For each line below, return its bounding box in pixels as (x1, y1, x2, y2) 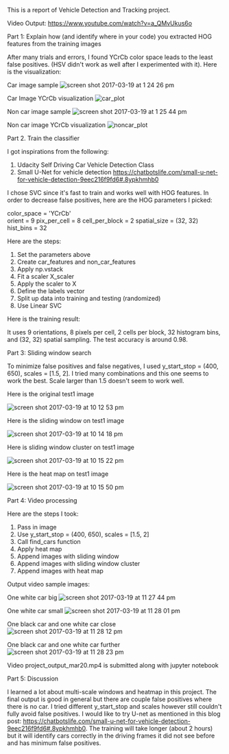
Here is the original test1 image (7, 390, 95, 398)
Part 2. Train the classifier (7, 134, 80, 142)
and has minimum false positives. (7, 739, 101, 747)
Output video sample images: (7, 580, 91, 588)
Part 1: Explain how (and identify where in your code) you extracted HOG (7, 32, 213, 41)
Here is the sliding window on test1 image (7, 417, 125, 424)
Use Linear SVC (16, 301, 62, 310)
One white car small (7, 607, 64, 615)
